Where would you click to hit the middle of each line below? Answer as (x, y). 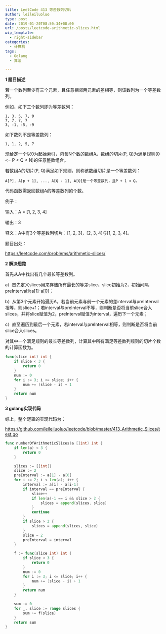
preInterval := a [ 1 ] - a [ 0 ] (43, 475)
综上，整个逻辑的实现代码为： (35, 419)
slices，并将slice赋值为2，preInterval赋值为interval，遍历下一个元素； (77, 314)
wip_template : (20, 33)
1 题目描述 (15, 79)
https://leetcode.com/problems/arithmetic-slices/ (55, 254)
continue (41, 512)
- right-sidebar (26, 38)
